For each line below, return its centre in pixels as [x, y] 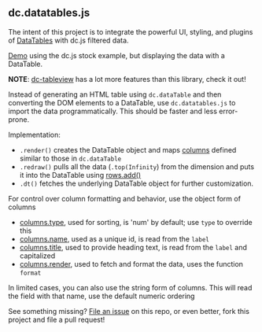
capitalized [37, 256]
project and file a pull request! [57, 319]
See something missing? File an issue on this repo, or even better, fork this [129, 311]
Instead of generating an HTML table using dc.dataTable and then [115, 94]
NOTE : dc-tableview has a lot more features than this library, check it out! [127, 79]
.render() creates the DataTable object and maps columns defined [128, 149]
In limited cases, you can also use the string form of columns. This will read [130, 287]
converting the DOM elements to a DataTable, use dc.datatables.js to [122, 102]
